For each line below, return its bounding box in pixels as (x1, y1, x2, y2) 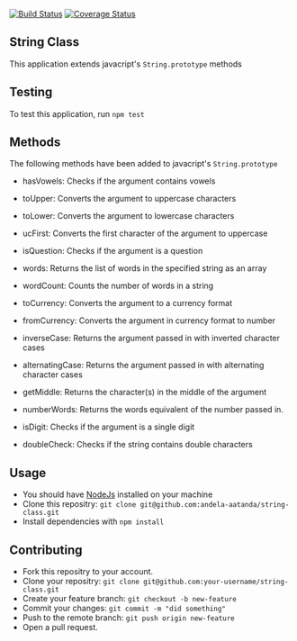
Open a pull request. (22, 622, 99, 633)
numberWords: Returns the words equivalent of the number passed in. (22, 404, 283, 415)
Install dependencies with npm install (22, 516, 165, 527)
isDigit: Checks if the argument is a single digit (22, 421, 195, 432)
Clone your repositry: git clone (22, 576, 139, 587)
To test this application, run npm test (9, 108, 145, 119)
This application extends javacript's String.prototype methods (9, 59, 243, 69)
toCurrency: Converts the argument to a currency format (22, 298, 233, 309)
